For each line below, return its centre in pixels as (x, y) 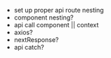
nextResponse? (36, 40)
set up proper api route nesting (59, 10)
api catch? (29, 47)
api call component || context (56, 25)
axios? (23, 32)
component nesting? (44, 17)
